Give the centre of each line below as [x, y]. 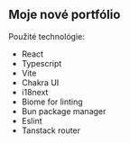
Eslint [32, 121]
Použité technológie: [46, 36]
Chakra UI [40, 82]
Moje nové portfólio [65, 15]
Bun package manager [64, 111]
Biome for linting [52, 102]
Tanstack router [51, 130]
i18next [35, 92]
